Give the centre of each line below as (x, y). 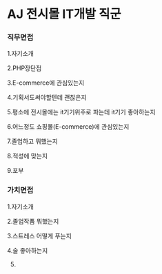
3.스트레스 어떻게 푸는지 (40, 235)
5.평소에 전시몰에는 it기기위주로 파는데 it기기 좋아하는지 (81, 112)
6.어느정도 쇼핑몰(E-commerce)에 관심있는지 (68, 127)
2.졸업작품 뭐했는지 (33, 221)
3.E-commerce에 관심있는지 (46, 83)
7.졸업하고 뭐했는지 (33, 141)
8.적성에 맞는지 (28, 156)
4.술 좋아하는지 (28, 250)
